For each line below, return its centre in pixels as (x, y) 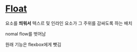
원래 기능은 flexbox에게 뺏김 (33, 44)
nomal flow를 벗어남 (26, 33)
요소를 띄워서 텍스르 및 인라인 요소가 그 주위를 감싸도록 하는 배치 (69, 23)
